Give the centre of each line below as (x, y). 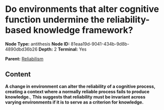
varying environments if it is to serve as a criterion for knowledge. (74, 102)
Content (18, 75)
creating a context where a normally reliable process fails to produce (77, 91)
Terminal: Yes (72, 49)
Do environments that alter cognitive (82, 9)
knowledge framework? (83, 30)
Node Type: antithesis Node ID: (38, 44)
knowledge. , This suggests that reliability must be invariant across (75, 97)
